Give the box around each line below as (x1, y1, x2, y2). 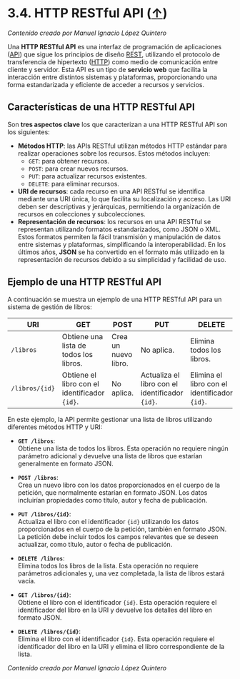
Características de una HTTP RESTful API (7, 101, 195, 114)
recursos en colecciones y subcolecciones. (17, 209, 146, 218)
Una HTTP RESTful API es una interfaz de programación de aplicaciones (7, 42, 222, 51)
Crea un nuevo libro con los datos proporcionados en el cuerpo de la (17, 481, 220, 489)
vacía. (17, 576, 36, 585)
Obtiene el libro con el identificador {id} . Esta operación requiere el (17, 598, 217, 606)
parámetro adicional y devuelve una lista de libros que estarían (17, 451, 203, 460)
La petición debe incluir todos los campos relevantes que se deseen (17, 532, 219, 540)
